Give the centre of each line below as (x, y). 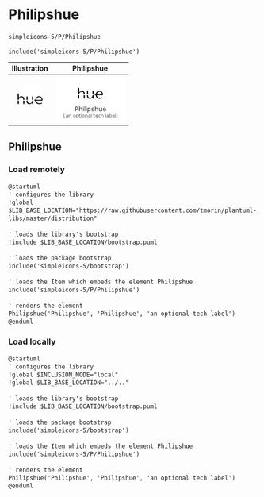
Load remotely (37, 169)
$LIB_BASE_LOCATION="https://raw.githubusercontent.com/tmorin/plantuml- (133, 210)
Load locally (32, 341)
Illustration (30, 68)
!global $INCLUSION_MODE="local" (63, 375)
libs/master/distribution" (53, 218)
